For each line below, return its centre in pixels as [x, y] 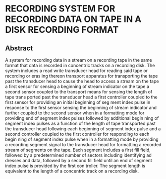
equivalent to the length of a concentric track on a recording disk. [72, 171]
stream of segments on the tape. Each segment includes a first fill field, [78, 150]
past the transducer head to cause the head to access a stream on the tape [82, 81]
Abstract [19, 48]
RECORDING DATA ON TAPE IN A [73, 19]
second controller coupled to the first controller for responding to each [77, 134]
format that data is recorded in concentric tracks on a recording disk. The [80, 65]
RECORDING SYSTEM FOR [60, 9]
